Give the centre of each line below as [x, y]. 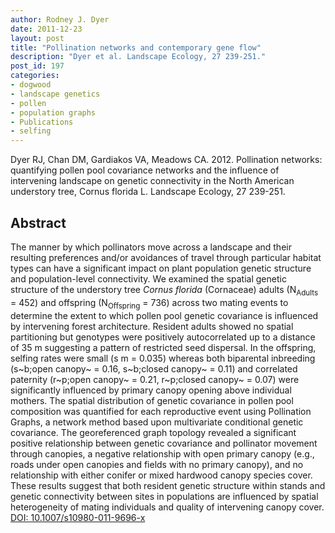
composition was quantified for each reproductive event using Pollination [161, 411]
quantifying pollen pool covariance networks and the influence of [145, 170]
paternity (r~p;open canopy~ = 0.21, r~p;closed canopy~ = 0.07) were [155, 379]
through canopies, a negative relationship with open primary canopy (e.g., [162, 453]
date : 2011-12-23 [46, 29]
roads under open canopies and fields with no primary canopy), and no [157, 464]
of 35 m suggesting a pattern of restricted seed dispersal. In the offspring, [163, 347]
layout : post [37, 38]
